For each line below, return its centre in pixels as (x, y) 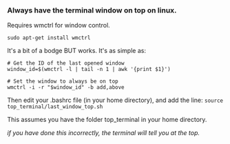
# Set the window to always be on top (63, 81)
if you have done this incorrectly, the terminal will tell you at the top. (104, 133)
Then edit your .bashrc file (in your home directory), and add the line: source (115, 100)
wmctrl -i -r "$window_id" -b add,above (66, 88)
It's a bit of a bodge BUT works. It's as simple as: (77, 51)
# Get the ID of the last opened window (66, 63)
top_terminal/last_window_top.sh (55, 107)
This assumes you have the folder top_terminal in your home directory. (107, 120)
